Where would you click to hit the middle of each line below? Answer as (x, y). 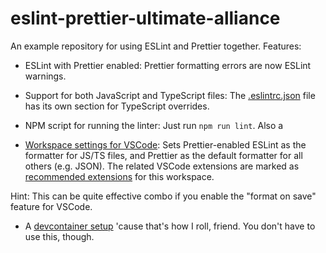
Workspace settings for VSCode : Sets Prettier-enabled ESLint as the (165, 144)
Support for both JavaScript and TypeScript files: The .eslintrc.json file (170, 95)
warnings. (45, 76)
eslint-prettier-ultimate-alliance (145, 18)
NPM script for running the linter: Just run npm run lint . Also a (154, 125)
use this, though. (59, 236)
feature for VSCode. (51, 206)
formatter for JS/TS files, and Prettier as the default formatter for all (163, 155)
